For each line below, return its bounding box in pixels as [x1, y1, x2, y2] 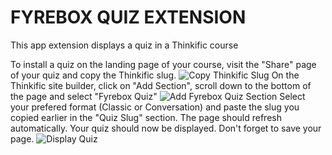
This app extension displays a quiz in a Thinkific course [10, 39, 239, 51]
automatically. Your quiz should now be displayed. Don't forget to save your [10, 122, 322, 134]
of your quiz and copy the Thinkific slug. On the [10, 69, 300, 81]
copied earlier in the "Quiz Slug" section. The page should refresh [10, 111, 282, 123]
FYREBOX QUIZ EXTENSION [10, 6, 247, 29]
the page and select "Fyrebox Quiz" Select [10, 90, 306, 102]
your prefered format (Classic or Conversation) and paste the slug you [10, 101, 300, 113]
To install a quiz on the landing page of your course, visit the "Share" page [10, 58, 317, 70]
